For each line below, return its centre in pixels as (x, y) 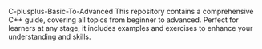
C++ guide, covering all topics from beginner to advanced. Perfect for (123, 20)
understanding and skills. (50, 36)
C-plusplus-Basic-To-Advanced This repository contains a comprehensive (131, 11)
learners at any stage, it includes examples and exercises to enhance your (131, 28)
